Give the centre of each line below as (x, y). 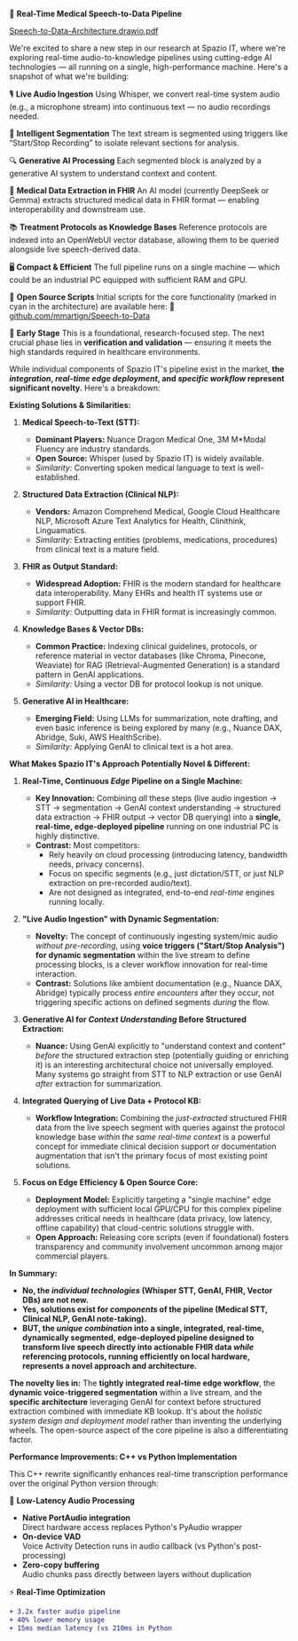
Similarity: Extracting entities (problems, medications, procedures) (156, 540)
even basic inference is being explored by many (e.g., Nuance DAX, (158, 728)
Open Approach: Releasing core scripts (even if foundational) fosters (162, 1237)
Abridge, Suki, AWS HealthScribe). (98, 737)
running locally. (76, 902)
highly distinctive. (67, 836)
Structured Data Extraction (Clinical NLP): (100, 494)
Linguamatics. (61, 530)
